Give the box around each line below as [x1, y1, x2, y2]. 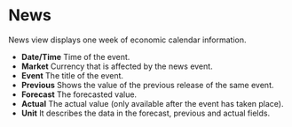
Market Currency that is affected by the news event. [20, 61, 214, 71]
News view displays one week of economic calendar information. [8, 34, 247, 45]
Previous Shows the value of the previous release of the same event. [20, 79, 274, 90]
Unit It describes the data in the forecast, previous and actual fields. [20, 108, 271, 118]
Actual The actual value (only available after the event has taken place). [20, 98, 284, 108]
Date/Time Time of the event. [20, 51, 130, 62]
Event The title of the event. [20, 70, 124, 80]
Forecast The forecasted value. [20, 89, 138, 100]
